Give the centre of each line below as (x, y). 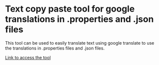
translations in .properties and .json (79, 19)
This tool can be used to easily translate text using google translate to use (80, 43)
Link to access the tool (28, 57)
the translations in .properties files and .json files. (55, 48)
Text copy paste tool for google (70, 9)
